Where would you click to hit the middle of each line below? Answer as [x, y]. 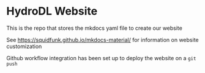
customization [24, 46]
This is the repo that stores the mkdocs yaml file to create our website [94, 28]
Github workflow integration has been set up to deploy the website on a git [101, 58]
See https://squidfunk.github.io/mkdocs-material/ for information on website [102, 40]
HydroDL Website [52, 11]
